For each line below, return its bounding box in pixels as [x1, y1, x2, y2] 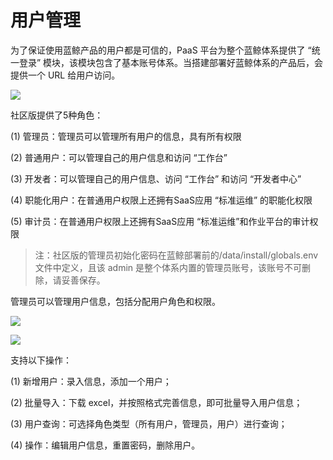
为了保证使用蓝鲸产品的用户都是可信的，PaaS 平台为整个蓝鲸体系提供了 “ [10, 44, 312, 56]
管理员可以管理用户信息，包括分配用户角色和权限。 [10, 295, 221, 307]
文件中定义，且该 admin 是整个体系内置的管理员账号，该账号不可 [34, 261, 303, 273]
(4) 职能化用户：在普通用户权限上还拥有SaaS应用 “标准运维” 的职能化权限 [10, 194, 313, 206]
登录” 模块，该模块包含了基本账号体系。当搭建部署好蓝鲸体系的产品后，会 [18, 56, 324, 68]
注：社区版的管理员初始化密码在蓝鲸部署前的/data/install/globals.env [34, 249, 319, 261]
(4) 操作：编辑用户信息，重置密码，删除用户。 [10, 439, 201, 451]
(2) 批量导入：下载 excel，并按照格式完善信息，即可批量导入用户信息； [10, 396, 303, 408]
